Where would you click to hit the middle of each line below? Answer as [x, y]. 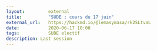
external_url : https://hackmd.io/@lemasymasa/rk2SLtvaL [78, 22]
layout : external [38, 11]
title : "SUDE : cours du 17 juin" [60, 17]
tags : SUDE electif [43, 33]
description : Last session [39, 39]
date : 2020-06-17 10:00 [49, 28]
